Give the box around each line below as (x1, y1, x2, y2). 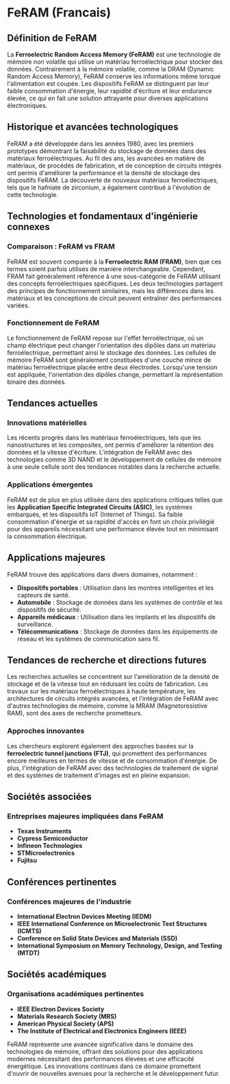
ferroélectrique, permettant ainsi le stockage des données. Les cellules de (7, 348, 217, 356)
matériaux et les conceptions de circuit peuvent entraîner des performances (7, 294, 222, 302)
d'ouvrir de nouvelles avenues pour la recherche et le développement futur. (7, 1069, 220, 1077)
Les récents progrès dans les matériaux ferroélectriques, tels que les (7, 434, 201, 442)
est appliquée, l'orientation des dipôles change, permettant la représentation (7, 370, 223, 378)
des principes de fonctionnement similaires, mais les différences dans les (7, 286, 214, 295)
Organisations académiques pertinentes (7, 989, 144, 999)
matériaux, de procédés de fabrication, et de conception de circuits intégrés (7, 161, 222, 170)
